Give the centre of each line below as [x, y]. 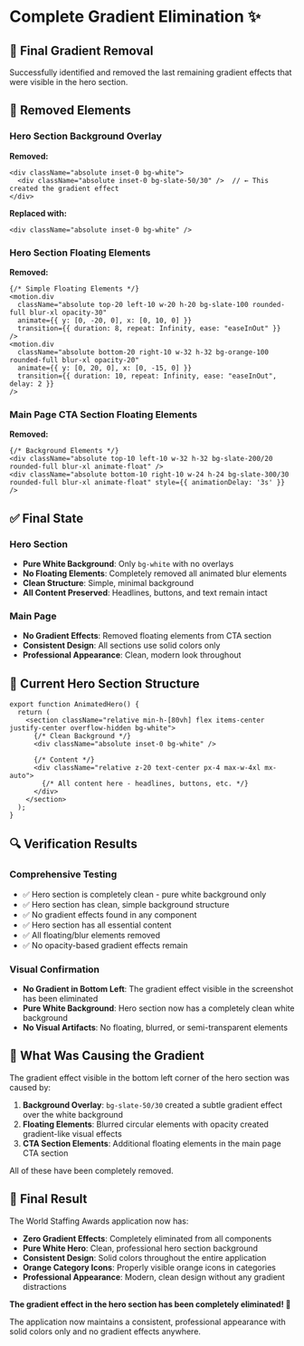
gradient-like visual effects [72, 1133]
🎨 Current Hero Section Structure [105, 683]
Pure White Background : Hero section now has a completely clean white [159, 1008]
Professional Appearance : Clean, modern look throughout [132, 655]
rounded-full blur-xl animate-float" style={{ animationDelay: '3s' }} [147, 483]
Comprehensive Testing [63, 874]
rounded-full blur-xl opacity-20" [75, 360]
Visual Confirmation [55, 969]
